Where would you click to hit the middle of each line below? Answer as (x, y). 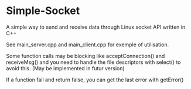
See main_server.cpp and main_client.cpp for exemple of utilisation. (87, 44)
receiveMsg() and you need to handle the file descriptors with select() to (93, 62)
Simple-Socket (43, 11)
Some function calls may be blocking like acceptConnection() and (86, 56)
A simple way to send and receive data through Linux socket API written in (96, 27)
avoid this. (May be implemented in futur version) (65, 68)
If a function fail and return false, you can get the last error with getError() (95, 80)
